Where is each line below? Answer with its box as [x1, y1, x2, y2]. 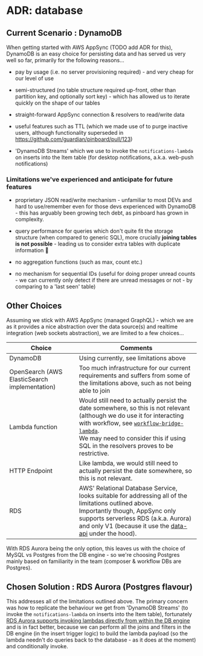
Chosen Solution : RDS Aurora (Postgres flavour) [6, 582, 193, 592]
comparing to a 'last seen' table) [14, 283, 96, 290]
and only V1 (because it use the [79, 522, 170, 530]
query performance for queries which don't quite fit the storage [14, 227, 173, 235]
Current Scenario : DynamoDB [6, 28, 122, 38]
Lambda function [9, 423, 58, 431]
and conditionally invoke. [6, 642, 68, 650]
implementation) [9, 383, 56, 391]
